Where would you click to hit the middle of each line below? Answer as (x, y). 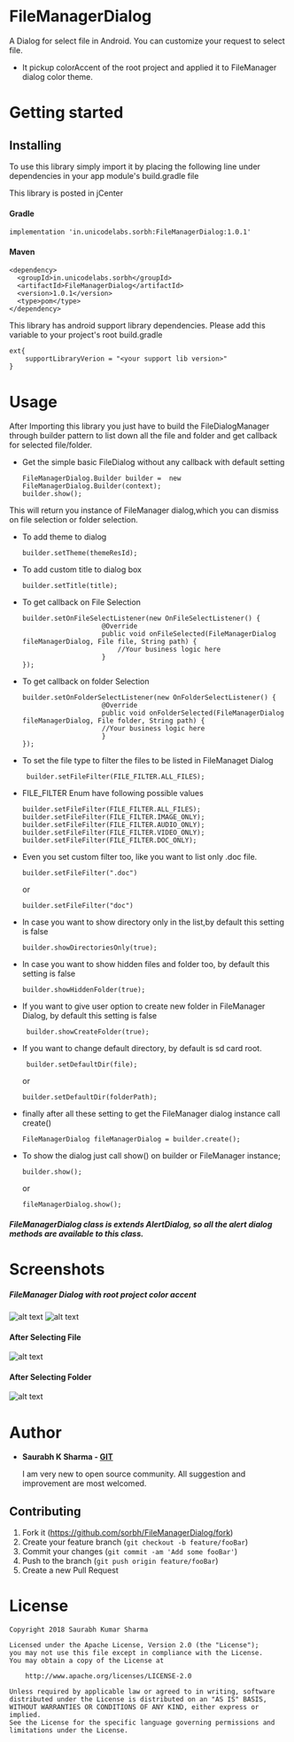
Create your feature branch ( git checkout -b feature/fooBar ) (135, 1542)
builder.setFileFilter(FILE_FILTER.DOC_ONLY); (109, 840)
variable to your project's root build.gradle (86, 335)
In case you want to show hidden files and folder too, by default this (146, 964)
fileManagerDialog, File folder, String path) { (113, 721)
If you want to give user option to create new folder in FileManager (143, 1006)
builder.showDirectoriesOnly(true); (89, 948)
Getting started (66, 113)
